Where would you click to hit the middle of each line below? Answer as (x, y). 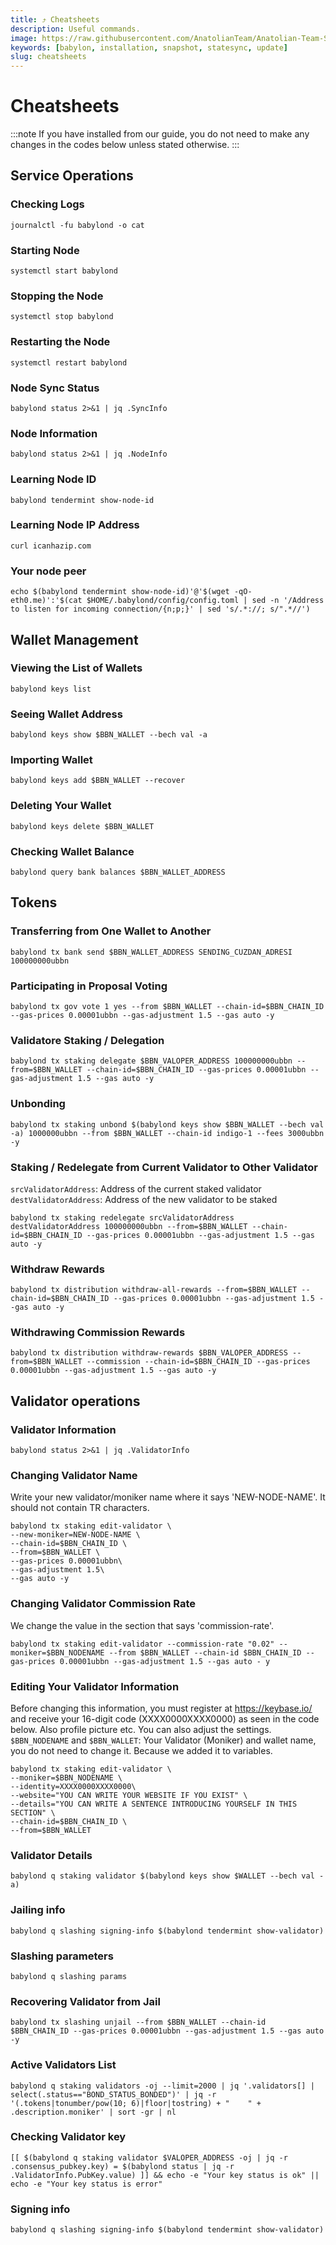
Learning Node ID (53, 479)
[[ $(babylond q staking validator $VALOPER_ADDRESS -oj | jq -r (149, 2157)
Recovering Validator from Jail (85, 2001)
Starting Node (45, 250)
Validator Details (51, 1855)
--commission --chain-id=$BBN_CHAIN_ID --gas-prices (198, 1362)
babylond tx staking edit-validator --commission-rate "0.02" (142, 1644)
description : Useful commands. (75, 29)
